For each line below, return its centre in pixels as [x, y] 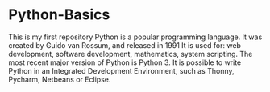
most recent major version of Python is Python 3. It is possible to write [125, 62]
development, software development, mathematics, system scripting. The [131, 54]
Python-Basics [59, 15]
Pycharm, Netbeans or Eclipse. [60, 79]
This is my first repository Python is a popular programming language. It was [135, 37]
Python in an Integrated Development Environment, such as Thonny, [122, 70]
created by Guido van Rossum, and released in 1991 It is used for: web [125, 45]
